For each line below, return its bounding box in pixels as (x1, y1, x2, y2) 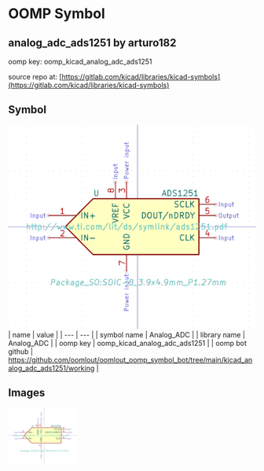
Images (8, 386, 46, 399)
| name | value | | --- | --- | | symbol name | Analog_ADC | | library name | (8, 329, 246, 339)
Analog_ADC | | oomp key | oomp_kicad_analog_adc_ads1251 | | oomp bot (8, 338, 247, 348)
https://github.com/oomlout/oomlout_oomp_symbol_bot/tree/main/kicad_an (8, 355, 253, 364)
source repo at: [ (8, 72, 62, 81)
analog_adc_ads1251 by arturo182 (8, 36, 177, 50)
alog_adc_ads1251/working (8, 363, 95, 373)
